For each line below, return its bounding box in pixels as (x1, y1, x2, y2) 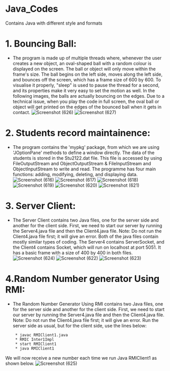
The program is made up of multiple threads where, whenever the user (12, 55, 162, 61)
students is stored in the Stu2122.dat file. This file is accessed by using (12, 155, 162, 161)
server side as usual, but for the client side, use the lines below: (12, 322, 147, 329)
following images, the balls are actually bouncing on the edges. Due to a (12, 93, 165, 99)
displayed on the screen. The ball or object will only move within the (12, 66, 156, 72)
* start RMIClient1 (15, 341, 57, 346)
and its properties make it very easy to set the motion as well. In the (12, 88, 155, 94)
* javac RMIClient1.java (15, 332, 68, 338)
